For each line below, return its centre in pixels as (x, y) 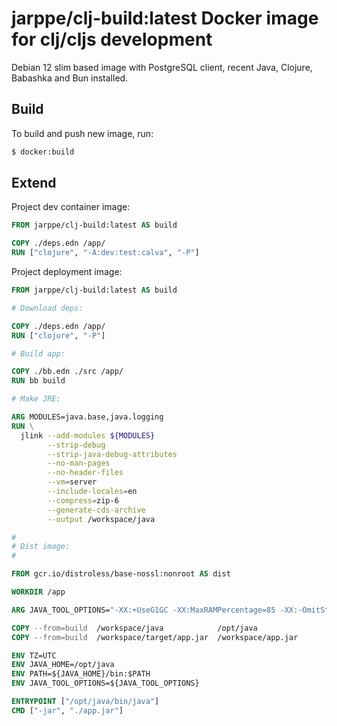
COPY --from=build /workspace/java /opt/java (134, 628)
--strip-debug (76, 445)
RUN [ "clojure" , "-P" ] (58, 335)
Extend (34, 183)
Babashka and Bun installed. (70, 78)
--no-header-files (85, 473)
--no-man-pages (79, 463)
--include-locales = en (92, 492)
